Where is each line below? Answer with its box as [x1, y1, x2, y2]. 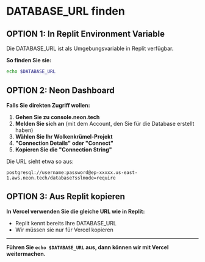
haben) [15, 126, 34, 134]
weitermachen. [6, 250, 46, 257]
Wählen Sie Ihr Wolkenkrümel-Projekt [15, 133, 113, 140]
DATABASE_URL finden [6, 4, 125, 18]
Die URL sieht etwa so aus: [6, 158, 74, 165]
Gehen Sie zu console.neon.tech [15, 113, 100, 120]
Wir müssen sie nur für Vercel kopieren [15, 226, 114, 233]
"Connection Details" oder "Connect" [15, 139, 114, 147]
